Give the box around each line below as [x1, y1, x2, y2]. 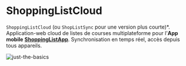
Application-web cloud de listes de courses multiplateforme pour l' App [6, 29, 178, 36]
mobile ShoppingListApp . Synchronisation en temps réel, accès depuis [6, 36, 181, 43]
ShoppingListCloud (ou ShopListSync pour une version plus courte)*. [6, 23, 170, 30]
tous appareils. [6, 42, 42, 49]
